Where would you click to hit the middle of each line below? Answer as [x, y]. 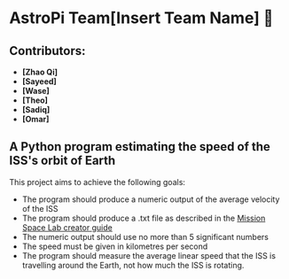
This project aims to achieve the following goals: [98, 182]
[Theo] [35, 100]
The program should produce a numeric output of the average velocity [151, 199]
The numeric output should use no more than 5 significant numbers [145, 236]
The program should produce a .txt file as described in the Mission [144, 218]
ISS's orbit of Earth [62, 161]
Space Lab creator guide [67, 227]
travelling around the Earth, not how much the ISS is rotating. [133, 265]
